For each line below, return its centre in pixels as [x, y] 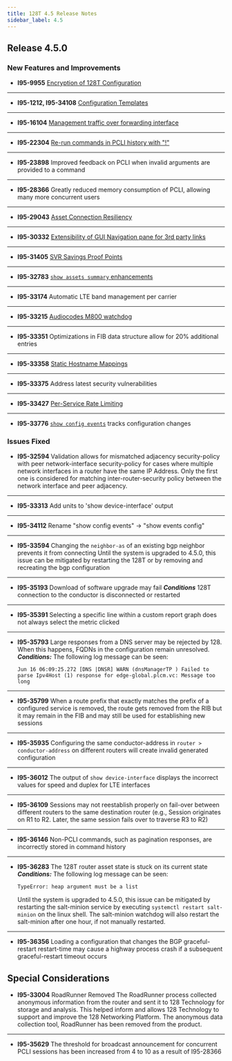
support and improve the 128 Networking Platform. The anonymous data [120, 1017]
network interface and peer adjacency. [72, 486]
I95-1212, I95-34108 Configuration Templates [83, 103]
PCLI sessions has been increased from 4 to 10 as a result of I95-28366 [119, 1052]
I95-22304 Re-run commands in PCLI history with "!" [93, 143]
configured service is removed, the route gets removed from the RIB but [119, 708]
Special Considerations [58, 978]
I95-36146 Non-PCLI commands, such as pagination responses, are [115, 839]
